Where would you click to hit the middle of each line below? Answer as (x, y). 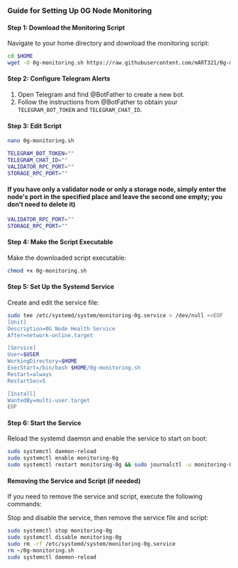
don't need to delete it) (41, 205)
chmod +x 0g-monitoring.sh (47, 271)
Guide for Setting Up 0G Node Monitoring (80, 11)
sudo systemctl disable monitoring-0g (64, 538)
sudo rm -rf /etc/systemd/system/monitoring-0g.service (91, 544)
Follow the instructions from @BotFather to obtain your (98, 102)
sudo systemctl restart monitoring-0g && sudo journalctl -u (100, 465)
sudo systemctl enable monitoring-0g (63, 458)
